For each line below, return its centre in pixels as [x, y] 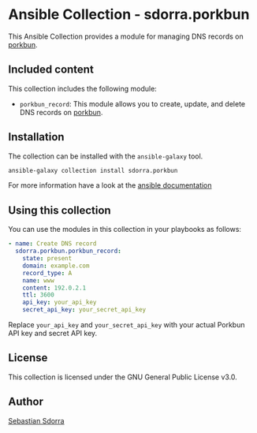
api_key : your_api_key [60, 302]
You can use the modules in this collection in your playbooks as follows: [125, 230]
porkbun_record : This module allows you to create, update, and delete [132, 103]
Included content [51, 70]
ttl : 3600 [39, 295]
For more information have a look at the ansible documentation [110, 185]
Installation [36, 137]
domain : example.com [56, 266]
